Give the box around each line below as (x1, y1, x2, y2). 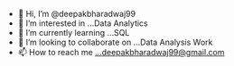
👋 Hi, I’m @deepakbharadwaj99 (17, 9, 136, 19)
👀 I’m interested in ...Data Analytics (17, 18, 149, 29)
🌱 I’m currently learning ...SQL (17, 28, 130, 37)
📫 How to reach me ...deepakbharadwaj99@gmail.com (17, 47, 225, 57)
